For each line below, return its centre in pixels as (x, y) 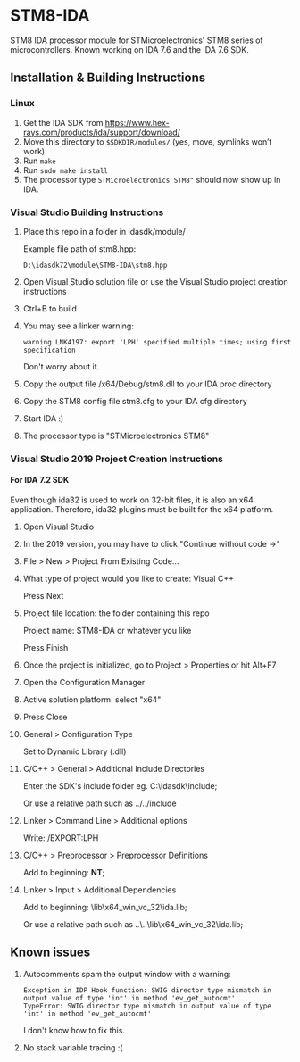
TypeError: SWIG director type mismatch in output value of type (147, 1006)
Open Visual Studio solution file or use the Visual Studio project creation (155, 281)
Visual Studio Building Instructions (87, 212)
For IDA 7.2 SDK (40, 480)
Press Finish (46, 648)
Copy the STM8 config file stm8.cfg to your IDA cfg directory (135, 401)
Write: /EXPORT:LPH (61, 838)
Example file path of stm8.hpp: (79, 249)
